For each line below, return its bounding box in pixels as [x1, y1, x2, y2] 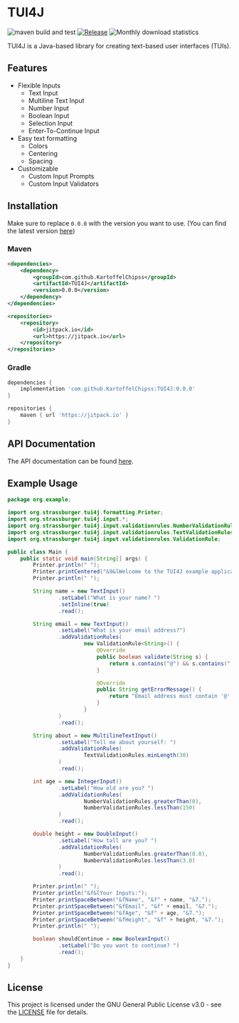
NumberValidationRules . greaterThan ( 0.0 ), [83, 850, 208, 857]
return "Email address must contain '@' [109, 693, 231, 700]
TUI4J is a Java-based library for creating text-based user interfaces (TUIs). [7, 41, 231, 50]
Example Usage [7, 477, 78, 489]
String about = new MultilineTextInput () [33, 732, 158, 739]
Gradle [7, 363, 31, 373]
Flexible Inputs [17, 81, 61, 90]
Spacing [28, 157, 53, 165]
